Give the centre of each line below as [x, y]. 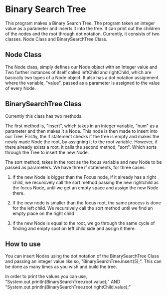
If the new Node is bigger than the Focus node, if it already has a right [84, 177]
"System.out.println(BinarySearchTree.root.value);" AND [63, 282]
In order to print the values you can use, [46, 276]
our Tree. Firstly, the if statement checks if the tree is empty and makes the [82, 136]
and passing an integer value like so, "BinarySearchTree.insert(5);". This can [83, 261]
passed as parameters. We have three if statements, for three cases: [76, 167]
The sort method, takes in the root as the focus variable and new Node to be [83, 162]
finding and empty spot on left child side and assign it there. [74, 228]
